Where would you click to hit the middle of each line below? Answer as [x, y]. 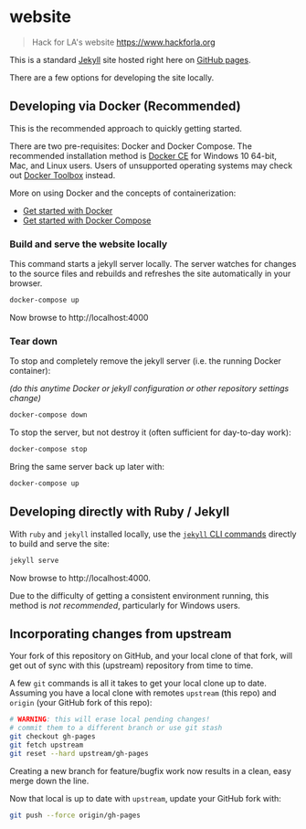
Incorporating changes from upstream [121, 634]
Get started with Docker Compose [87, 220]
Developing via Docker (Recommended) [125, 106]
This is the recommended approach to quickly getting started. [126, 128]
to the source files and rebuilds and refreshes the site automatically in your [150, 274]
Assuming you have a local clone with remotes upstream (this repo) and [143, 693]
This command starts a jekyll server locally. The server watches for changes [153, 264]
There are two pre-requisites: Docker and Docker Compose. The [131, 146]
